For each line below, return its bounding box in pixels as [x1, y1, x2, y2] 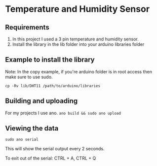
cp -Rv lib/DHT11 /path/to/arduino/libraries [5, 83, 100, 88]
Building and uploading [5, 97, 78, 105]
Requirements [5, 23, 49, 32]
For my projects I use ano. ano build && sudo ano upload [5, 110, 121, 116]
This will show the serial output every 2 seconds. [5, 146, 105, 152]
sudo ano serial [5, 137, 39, 142]
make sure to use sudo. [5, 74, 53, 80]
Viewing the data [5, 124, 59, 133]
